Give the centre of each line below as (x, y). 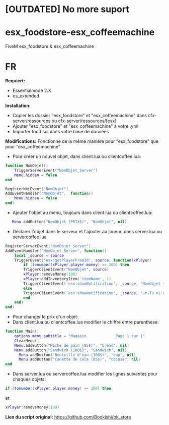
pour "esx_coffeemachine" (33, 147)
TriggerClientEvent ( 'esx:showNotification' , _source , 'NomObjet (92, 284)
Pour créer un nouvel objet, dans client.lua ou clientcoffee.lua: (77, 156)
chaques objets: (29, 379)
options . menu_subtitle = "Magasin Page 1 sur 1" (79, 336)
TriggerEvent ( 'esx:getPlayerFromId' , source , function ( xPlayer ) (83, 260)
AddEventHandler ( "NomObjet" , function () (49, 194)
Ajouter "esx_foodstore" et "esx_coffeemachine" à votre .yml (75, 126)
